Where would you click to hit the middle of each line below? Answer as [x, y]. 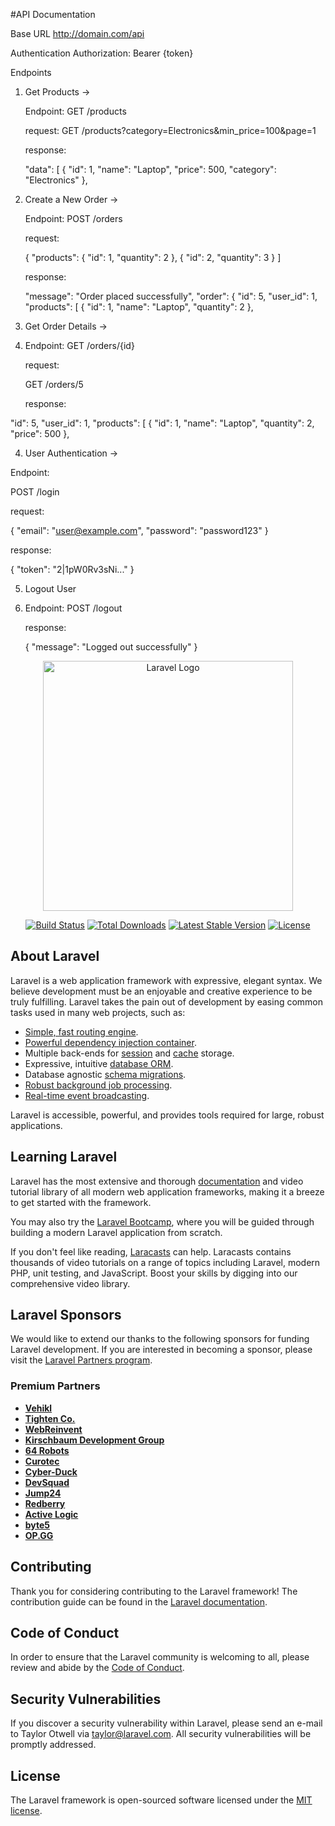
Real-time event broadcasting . [87, 1095]
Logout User [50, 588]
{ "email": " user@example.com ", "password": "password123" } [139, 530]
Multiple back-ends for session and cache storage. [129, 1053]
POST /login [35, 492]
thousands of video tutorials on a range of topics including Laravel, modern [165, 1262]
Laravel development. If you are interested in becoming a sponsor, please [161, 1350]
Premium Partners [55, 1386]
